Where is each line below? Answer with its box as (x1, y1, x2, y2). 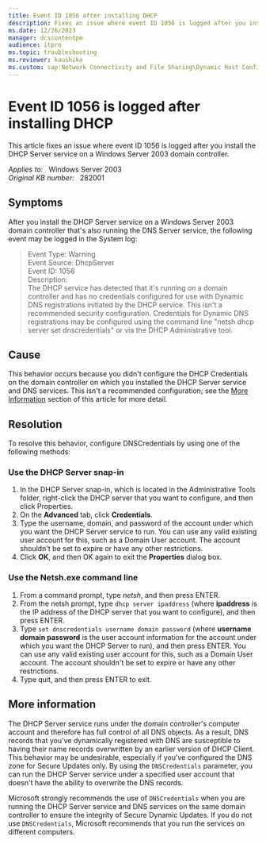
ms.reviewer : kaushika (8, 56, 83, 64)
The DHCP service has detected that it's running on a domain (27, 283, 228, 292)
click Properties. (19, 502, 74, 511)
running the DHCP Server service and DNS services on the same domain (8, 801, 245, 811)
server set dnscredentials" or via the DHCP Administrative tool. (27, 325, 234, 334)
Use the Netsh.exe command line (8, 572, 139, 584)
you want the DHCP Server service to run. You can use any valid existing (19, 527, 257, 537)
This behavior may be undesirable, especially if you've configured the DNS (8, 752, 253, 762)
